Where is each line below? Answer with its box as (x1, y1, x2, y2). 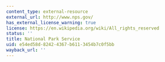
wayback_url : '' (6, 47, 46, 53)
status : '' (6, 31, 33, 37)
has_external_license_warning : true (6, 19, 96, 25)
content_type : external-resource (6, 8, 88, 15)
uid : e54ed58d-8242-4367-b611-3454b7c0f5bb (6, 42, 115, 48)
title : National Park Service (6, 36, 81, 42)
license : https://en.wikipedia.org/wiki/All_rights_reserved (6, 25, 160, 31)
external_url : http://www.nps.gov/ (6, 14, 94, 20)
